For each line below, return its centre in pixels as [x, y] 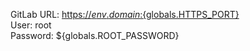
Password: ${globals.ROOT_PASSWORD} [95, 35]
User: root [31, 25]
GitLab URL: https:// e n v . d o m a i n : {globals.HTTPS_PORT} [125, 14]
